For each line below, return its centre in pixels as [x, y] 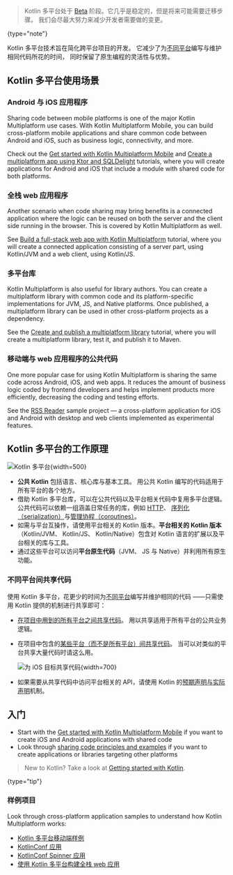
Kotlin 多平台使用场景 [53, 81]
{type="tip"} [25, 781]
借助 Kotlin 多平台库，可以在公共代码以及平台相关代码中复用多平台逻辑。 [121, 499]
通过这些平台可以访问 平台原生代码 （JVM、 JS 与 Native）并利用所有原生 [122, 551]
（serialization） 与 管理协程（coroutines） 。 [79, 517]
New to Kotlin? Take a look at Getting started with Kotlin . [105, 768]
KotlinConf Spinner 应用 [51, 855]
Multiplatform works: [37, 823]
